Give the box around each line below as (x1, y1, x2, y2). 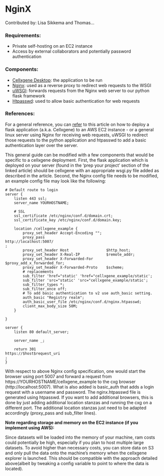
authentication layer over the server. (5, 142, 79, 148)
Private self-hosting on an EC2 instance (12, 43, 93, 49)
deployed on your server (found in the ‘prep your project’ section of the (5, 162, 149, 168)
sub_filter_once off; (23, 286, 67, 291)
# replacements (23, 269, 54, 274)
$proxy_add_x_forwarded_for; (5, 261, 65, 266)
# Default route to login (5, 187, 58, 192)
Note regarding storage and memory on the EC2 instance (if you (5, 419, 138, 425)
